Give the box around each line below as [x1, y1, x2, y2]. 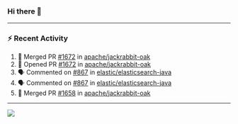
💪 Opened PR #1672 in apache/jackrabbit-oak [17, 60, 151, 68]
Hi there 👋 [7, 6, 42, 16]
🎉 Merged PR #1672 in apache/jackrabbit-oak [17, 52, 151, 61]
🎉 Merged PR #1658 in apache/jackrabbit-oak [17, 89, 151, 97]
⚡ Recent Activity [7, 33, 69, 43]
